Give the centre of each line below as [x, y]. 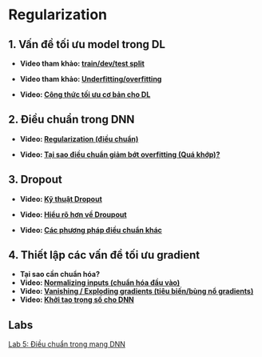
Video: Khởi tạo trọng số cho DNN [77, 300]
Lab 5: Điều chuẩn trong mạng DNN [67, 344]
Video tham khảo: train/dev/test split [82, 63]
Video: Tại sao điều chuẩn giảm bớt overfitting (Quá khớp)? [120, 154]
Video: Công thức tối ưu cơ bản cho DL [85, 94]
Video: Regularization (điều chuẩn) [79, 138]
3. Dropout [35, 180]
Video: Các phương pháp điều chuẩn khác [91, 230]
